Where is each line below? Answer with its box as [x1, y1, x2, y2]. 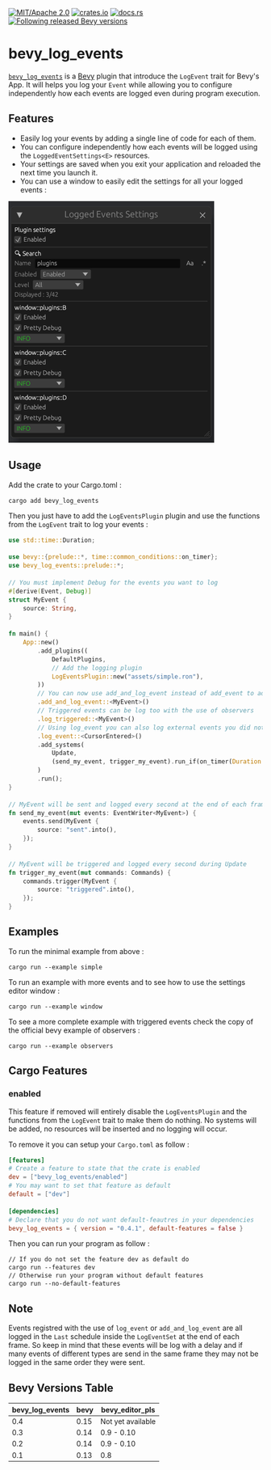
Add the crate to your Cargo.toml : [8, 479, 123, 489]
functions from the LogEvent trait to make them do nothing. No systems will [8, 1115, 256, 1125]
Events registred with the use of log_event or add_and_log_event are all [8, 1323, 244, 1333]
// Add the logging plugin [51, 664, 143, 672]
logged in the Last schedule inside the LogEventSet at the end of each [8, 1332, 240, 1341]
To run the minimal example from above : [8, 946, 144, 956]
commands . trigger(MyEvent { [23, 877, 117, 885]
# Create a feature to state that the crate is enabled [8, 1164, 200, 1172]
